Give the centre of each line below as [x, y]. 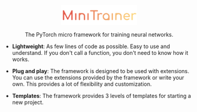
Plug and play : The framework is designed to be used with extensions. [101, 71]
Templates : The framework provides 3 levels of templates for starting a [102, 96]
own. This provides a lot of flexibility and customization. [82, 84]
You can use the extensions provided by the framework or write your [98, 77]
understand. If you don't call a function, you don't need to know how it [100, 52]
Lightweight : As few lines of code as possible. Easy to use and [91, 46]
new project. [28, 102]
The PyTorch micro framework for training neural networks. [99, 34]
